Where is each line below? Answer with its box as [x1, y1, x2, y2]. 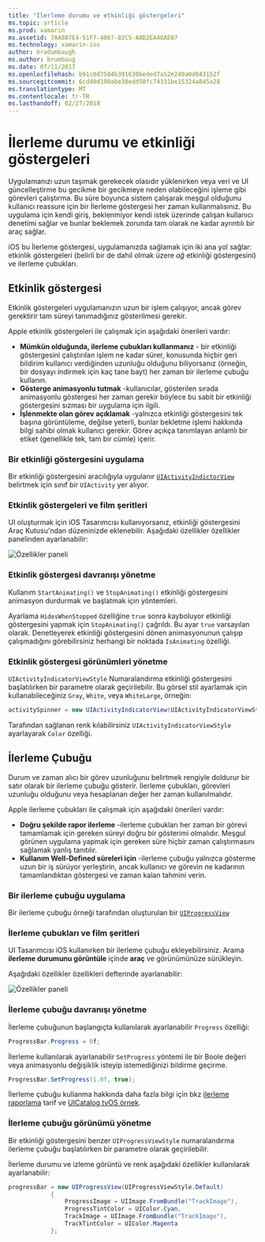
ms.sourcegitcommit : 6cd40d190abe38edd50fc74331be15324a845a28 [8, 77, 221, 85]
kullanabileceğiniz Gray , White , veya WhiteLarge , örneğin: [8, 691, 192, 700]
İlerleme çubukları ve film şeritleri [8, 927, 140, 938]
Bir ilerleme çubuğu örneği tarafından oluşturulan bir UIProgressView [8, 908, 230, 917]
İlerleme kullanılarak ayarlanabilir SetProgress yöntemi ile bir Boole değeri [8, 1052, 247, 1061]
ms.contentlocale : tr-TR [8, 92, 90, 100]
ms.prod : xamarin [8, 26, 65, 34]
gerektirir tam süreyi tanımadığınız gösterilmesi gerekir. [8, 311, 187, 321]
